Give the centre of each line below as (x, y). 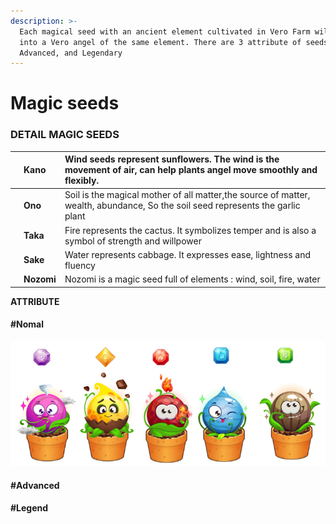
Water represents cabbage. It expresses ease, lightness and (188, 254)
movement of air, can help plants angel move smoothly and (191, 170)
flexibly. (82, 181)
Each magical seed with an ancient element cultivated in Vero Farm (165, 31)
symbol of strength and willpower (133, 241)
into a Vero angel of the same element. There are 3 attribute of (160, 42)
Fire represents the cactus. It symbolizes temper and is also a (190, 230)
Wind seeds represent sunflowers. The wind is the (172, 159)
